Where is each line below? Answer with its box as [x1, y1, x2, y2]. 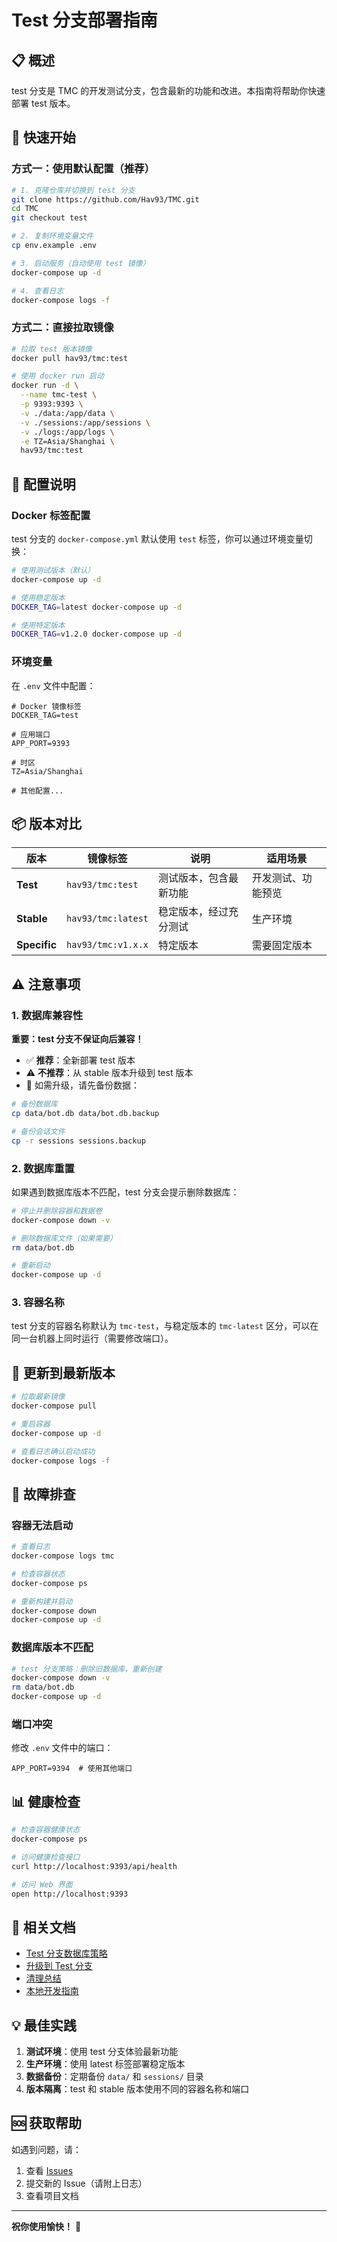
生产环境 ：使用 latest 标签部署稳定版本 [25, 2058, 186, 2070]
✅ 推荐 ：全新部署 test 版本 [25, 1054, 136, 1066]
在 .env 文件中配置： [11, 679, 96, 691]
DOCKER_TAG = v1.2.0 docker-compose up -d [11, 629, 183, 640]
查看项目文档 [25, 2189, 79, 2201]
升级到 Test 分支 [25, 1960, 93, 1972]
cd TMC [11, 204, 39, 214]
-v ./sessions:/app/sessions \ [20, 417, 151, 428]
